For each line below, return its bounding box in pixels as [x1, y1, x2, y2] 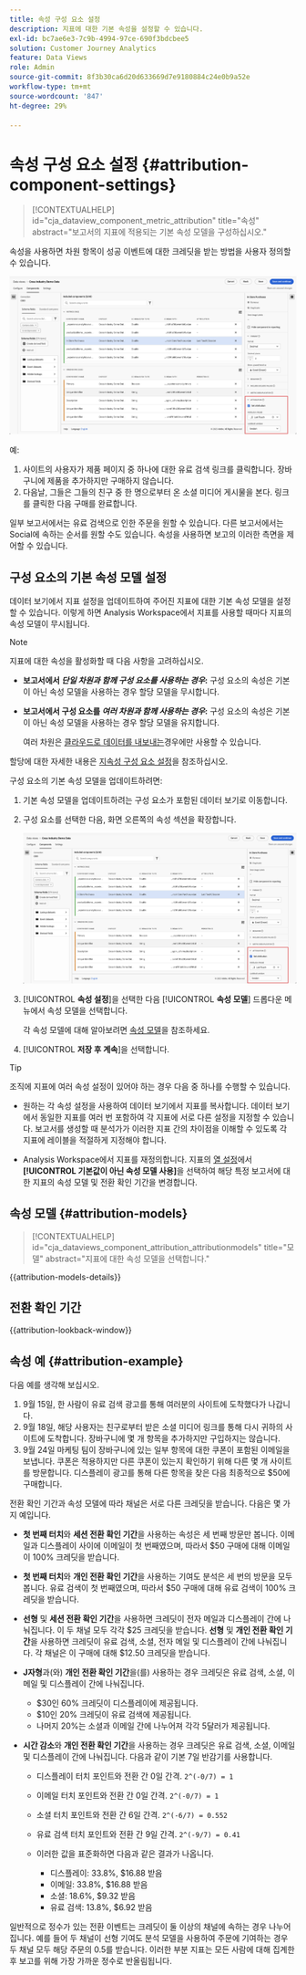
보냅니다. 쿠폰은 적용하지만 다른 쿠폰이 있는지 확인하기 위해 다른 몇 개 [22, 1456, 269, 1467]
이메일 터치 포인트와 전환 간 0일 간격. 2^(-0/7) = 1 [36, 1790, 219, 1802]
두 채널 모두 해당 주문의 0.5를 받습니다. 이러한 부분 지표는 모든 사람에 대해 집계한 [9, 1944, 295, 1955]
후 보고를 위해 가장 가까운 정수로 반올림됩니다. [9, 1956, 173, 1967]
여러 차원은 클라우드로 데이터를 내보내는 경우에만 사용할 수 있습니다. [22, 737, 261, 747]
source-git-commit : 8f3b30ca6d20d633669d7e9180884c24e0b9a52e [9, 73, 250, 82]
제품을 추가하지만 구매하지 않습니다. [46, 475, 175, 486]
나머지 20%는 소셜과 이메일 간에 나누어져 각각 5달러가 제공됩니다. [36, 1720, 270, 1731]
